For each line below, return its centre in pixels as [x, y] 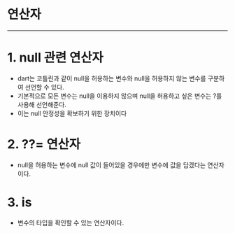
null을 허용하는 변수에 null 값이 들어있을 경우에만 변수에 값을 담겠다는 [112, 164]
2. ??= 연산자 [44, 144]
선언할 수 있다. [44, 87]
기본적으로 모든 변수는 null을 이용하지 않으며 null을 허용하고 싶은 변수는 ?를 [120, 96]
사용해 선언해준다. [42, 104]
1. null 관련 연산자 [55, 58]
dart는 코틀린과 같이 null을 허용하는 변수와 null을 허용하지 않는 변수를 [112, 78]
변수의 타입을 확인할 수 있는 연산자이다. [71, 223]
